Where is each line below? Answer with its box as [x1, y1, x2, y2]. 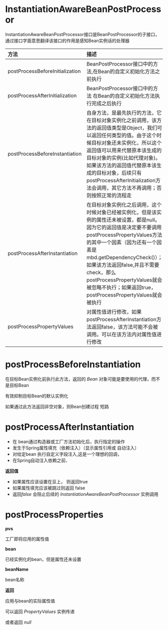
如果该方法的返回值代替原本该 [86, 162, 157, 169]
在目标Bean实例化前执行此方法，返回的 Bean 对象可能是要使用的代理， [5, 376, 151, 382]
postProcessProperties [5, 509, 103, 520]
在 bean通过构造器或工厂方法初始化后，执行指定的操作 [12, 438, 125, 444]
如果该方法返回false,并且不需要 [86, 261, 159, 268]
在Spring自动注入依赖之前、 [12, 457, 70, 463]
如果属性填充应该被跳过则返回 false [12, 485, 85, 491]
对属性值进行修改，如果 [86, 308, 142, 315]
